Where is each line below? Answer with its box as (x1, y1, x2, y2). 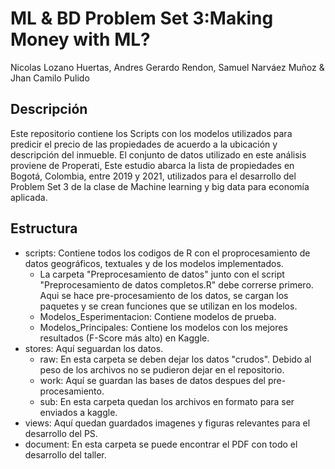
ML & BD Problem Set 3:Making (10, 7, 274, 30)
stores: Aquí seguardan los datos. (24, 342, 164, 354)
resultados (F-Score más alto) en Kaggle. (39, 332, 210, 344)
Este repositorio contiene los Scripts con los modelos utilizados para (10, 127, 293, 139)
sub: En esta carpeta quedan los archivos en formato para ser (39, 395, 295, 407)
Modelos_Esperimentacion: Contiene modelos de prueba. (39, 310, 277, 322)
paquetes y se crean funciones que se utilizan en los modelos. (39, 300, 298, 312)
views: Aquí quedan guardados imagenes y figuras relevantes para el (24, 417, 311, 429)
